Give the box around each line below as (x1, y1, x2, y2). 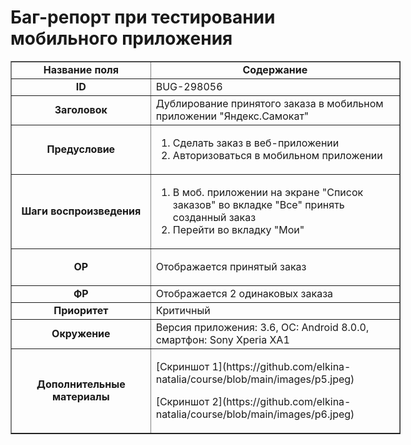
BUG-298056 (155, 79, 223, 93)
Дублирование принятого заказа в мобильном (155, 96, 384, 110)
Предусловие (46, 142, 116, 156)
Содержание (242, 62, 308, 76)
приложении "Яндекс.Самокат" (155, 109, 310, 123)
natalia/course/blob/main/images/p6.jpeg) (155, 407, 355, 421)
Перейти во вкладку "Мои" (172, 222, 305, 236)
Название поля (43, 62, 119, 76)
